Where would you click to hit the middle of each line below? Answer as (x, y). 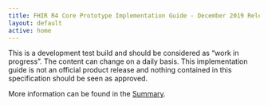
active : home (30, 30)
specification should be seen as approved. (78, 79)
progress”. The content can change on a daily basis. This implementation (128, 61)
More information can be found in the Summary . (87, 94)
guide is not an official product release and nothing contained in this (120, 70)
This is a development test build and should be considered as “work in (124, 53)
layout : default (35, 23)
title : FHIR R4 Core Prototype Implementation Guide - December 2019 (126, 16)
